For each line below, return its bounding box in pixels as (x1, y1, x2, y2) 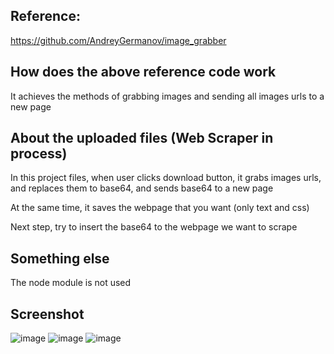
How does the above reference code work (10, 64, 277, 81)
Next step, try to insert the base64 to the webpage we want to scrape (10, 221, 298, 233)
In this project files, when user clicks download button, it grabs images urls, (10, 172, 322, 184)
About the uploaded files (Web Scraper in (10, 130, 274, 147)
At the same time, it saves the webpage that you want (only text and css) (10, 202, 310, 214)
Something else (10, 250, 110, 267)
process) (10, 145, 68, 163)
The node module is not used (10, 277, 132, 289)
